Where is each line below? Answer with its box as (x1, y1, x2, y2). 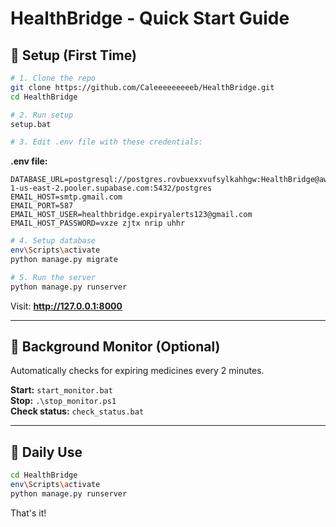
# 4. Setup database (10, 236, 97, 246)
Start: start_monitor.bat (10, 384, 113, 396)
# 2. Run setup (10, 110, 74, 120)
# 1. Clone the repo (10, 73, 97, 83)
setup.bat (10, 119, 52, 129)
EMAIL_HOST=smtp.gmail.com (10, 192, 123, 202)
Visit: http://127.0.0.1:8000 (10, 300, 123, 312)
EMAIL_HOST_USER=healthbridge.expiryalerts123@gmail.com (10, 210, 253, 220)
